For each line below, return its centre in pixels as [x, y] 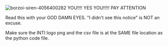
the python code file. [27, 38]
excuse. [14, 23]
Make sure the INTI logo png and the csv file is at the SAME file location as [84, 33]
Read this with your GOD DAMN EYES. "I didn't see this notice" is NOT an [82, 17]
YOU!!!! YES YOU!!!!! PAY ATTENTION [107, 8]
